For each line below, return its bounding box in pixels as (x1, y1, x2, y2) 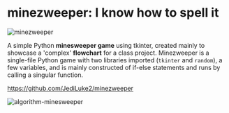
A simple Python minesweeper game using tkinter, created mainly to (7, 41, 205, 49)
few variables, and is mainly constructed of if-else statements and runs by (7, 63, 221, 71)
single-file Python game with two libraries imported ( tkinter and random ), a (7, 55, 223, 64)
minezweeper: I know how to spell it (7, 5, 219, 21)
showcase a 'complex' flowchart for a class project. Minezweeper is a (7, 49, 209, 57)
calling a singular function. (7, 71, 84, 79)
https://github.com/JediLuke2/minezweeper (7, 84, 134, 92)
